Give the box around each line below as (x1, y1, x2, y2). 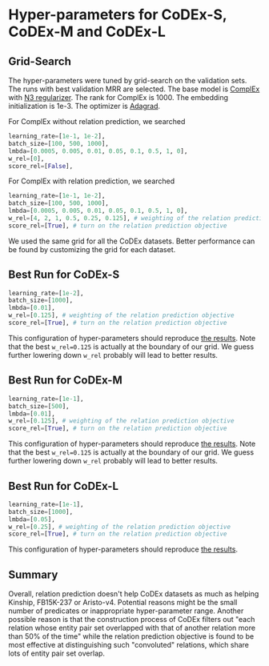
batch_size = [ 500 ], (8, 402, 70, 410)
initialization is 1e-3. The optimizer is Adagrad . (8, 102, 161, 110)
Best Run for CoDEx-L (8, 479, 118, 493)
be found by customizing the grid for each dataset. (8, 244, 176, 254)
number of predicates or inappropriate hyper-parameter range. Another (8, 606, 244, 616)
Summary (8, 568, 58, 581)
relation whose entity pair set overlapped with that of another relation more (8, 623, 256, 633)
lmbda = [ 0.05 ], (8, 515, 56, 524)
